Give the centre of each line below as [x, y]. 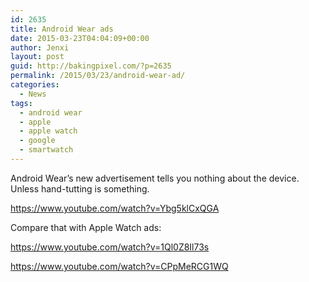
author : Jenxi [40, 47]
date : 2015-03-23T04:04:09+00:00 [80, 38]
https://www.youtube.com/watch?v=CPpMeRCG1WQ [119, 266]
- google [37, 141]
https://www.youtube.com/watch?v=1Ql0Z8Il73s [110, 247]
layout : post [37, 57]
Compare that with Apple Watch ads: [86, 227]
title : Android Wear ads [62, 29]
